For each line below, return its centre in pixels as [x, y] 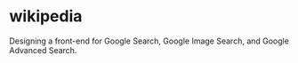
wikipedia [46, 16]
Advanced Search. [43, 50]
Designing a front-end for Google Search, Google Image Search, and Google [149, 41]
